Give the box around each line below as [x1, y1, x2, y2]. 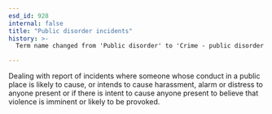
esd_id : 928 [8, 11, 49, 20]
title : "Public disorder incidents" [8, 27, 133, 35]
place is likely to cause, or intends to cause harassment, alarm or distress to [8, 80, 263, 90]
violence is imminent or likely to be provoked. [8, 97, 160, 107]
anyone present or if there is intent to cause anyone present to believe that [8, 88, 259, 98]
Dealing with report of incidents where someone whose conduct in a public [8, 71, 261, 81]
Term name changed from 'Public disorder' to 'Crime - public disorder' [15, 42, 268, 50]
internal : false [8, 19, 64, 27]
